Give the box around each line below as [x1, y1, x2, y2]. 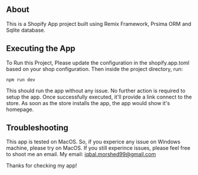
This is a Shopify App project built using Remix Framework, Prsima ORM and [6, 20, 192, 27]
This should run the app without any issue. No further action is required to [6, 87, 186, 94]
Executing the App [6, 43, 75, 53]
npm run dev [6, 76, 35, 83]
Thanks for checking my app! [6, 162, 78, 169]
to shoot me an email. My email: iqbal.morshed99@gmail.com [6, 151, 156, 158]
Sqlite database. [6, 26, 45, 33]
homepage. [6, 106, 34, 113]
